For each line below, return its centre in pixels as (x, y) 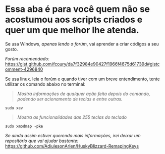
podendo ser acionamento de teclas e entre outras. (70, 99)
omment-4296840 (24, 69)
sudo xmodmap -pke (24, 126)
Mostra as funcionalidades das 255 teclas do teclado (72, 117)
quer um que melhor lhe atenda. (72, 30)
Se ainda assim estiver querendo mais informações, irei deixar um (73, 135)
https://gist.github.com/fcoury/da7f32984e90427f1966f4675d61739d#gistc (82, 64)
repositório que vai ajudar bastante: (42, 141)
